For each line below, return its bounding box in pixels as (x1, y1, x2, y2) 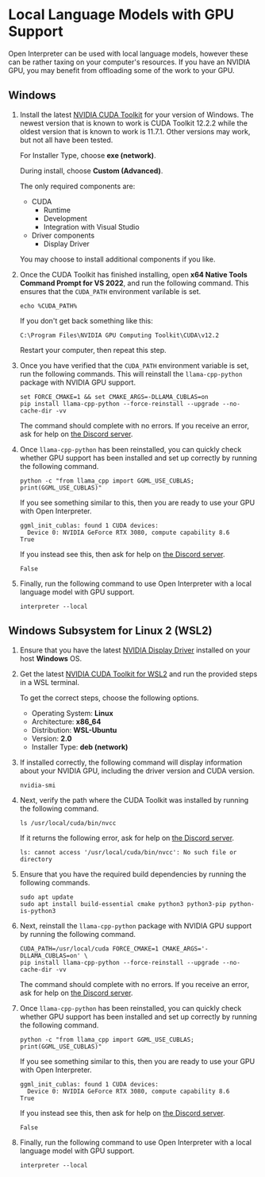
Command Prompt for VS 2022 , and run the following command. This (19, 278, 249, 288)
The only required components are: (19, 181, 136, 191)
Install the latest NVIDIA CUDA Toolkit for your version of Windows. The (19, 110, 254, 119)
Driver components (31, 230, 95, 240)
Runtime (43, 205, 71, 215)
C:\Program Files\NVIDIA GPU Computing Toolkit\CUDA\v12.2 (19, 331, 220, 339)
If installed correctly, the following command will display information (19, 757, 243, 767)
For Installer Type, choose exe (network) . (19, 150, 156, 160)
